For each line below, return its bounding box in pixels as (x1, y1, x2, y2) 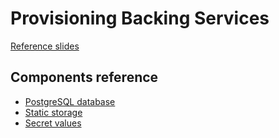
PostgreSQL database (24, 95, 116, 107)
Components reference (10, 69, 159, 86)
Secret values (24, 117, 82, 129)
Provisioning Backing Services (10, 7, 270, 30)
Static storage (24, 106, 83, 118)
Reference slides (10, 40, 80, 52)
